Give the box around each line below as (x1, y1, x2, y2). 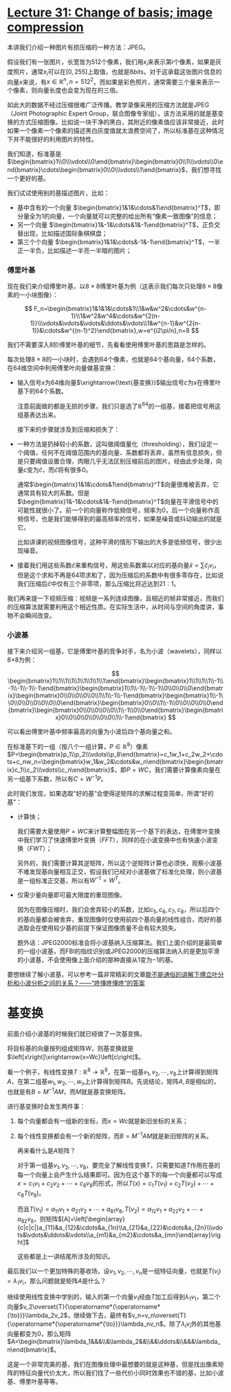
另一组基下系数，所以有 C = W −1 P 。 (7, 773, 108, 783)
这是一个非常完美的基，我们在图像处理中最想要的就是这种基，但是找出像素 (7, 1360, 218, 1368)
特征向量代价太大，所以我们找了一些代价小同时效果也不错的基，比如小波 (19, 1369, 224, 1377)
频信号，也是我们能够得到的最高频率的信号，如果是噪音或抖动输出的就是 (16, 514, 222, 523)
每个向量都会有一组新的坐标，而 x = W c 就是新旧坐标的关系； (16, 1116, 189, 1125)
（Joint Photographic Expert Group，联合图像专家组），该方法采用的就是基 (7, 109, 218, 118)
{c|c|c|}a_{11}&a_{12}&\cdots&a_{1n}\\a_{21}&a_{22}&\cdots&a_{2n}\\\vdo (16, 1224, 223, 1232)
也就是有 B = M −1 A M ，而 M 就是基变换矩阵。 (7, 1087, 129, 1096)
